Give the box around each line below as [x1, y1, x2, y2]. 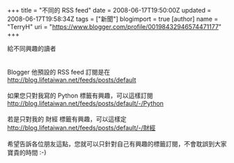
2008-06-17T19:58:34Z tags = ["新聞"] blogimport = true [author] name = [7, 15, 219, 23]
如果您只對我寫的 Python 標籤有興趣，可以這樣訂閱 [7, 91, 153, 100]
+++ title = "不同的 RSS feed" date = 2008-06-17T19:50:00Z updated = [7, 6, 212, 14]
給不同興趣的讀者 [7, 45, 56, 52]
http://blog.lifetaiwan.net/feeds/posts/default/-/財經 [7, 124, 156, 132]
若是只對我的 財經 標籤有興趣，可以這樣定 [7, 115, 127, 123]
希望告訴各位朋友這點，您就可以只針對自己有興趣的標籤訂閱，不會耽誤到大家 [7, 140, 227, 148]
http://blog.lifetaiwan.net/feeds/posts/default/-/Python [7, 100, 164, 107]
